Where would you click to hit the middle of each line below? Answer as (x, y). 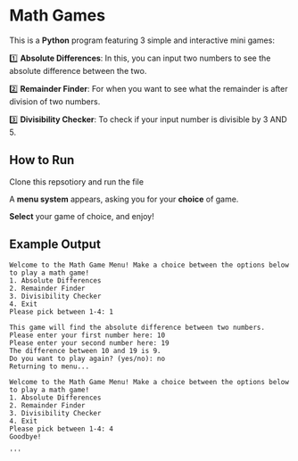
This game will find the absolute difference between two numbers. (137, 327)
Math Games (57, 16)
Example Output (55, 245)
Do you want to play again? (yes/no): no (87, 358)
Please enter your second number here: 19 (89, 343)
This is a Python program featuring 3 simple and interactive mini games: (142, 40)
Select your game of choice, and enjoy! (82, 216)
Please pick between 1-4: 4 (62, 429)
